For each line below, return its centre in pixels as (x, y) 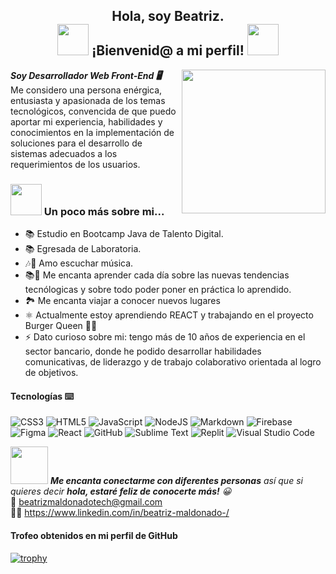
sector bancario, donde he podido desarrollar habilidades (143, 351)
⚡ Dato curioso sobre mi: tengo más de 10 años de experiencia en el (165, 337)
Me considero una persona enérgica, (86, 90)
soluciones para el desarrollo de (76, 143)
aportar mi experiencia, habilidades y (86, 121)
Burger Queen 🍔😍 (61, 326)
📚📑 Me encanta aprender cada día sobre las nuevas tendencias (157, 275)
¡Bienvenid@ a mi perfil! (168, 50)
